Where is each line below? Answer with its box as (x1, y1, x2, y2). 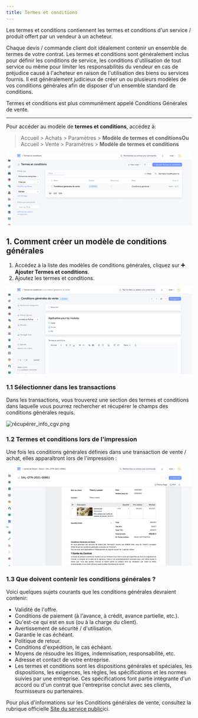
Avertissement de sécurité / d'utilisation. (14, 625, 113, 632)
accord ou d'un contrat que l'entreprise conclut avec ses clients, (14, 681, 171, 688)
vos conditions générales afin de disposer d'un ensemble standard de (6, 81, 176, 89)
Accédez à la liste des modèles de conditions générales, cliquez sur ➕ (14, 262, 186, 269)
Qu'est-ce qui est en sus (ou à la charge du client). (14, 619, 138, 626)
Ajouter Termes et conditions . (14, 268, 90, 275)
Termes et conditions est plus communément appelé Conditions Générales (6, 99, 187, 106)
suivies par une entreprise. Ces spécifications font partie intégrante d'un (14, 675, 192, 682)
